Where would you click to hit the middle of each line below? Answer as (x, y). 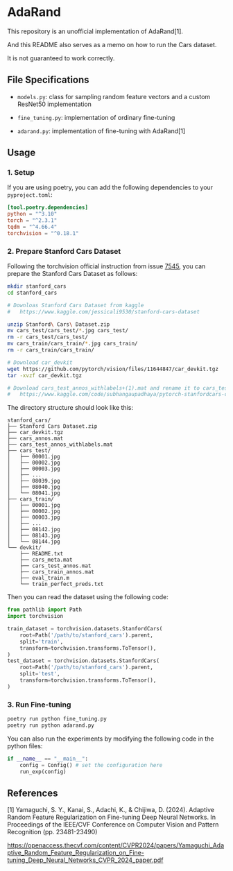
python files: (25, 745)
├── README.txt (42, 554)
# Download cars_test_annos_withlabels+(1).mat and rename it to (103, 388)
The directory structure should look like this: (70, 408)
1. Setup (21, 173)
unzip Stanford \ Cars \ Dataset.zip (59, 324)
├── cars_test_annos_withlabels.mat (60, 445)
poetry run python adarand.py (51, 725)
